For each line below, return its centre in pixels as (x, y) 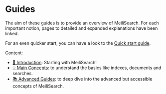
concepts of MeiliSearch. (38, 86)
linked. (12, 33)
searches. (23, 73)
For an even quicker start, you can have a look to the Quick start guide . (78, 43)
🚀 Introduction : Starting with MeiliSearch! (55, 62)
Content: (14, 53)
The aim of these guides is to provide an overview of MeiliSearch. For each (82, 23)
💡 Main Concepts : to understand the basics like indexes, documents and (87, 68)
